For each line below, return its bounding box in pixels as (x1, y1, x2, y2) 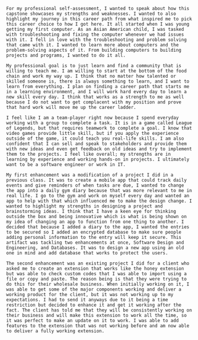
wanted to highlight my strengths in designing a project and (6, 203, 163, 209)
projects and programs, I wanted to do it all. (6, 52, 126, 58)
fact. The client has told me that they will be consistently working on (6, 307, 193, 313)
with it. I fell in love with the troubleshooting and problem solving (6, 37, 187, 43)
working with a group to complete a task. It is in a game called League (6, 120, 193, 126)
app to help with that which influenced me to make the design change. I (6, 198, 193, 204)
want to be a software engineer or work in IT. (6, 162, 126, 168)
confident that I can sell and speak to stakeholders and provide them (6, 141, 187, 147)
